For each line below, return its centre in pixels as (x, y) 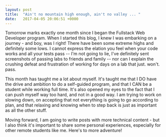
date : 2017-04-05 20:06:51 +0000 (42, 19)
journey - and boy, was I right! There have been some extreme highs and (79, 43)
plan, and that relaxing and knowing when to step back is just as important (81, 105)
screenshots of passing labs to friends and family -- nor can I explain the (80, 59)
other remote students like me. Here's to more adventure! (64, 131)
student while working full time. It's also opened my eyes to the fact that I (80, 90)
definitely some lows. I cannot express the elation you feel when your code (82, 49)
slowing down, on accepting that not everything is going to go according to (82, 100)
